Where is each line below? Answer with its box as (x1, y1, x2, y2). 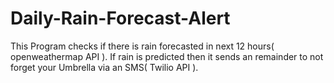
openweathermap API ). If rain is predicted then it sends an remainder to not (10, 50, 324, 62)
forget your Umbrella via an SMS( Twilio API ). (10, 61, 199, 73)
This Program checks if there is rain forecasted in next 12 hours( (10, 40, 275, 52)
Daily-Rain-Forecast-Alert (10, 7, 231, 30)
